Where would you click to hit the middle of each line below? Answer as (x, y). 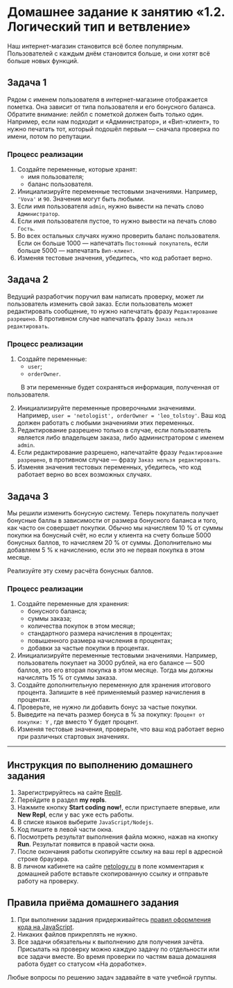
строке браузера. (43, 859)
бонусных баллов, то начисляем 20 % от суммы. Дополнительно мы (110, 542)
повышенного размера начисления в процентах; (100, 641)
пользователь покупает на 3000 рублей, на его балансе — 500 (111, 663)
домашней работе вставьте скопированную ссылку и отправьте (113, 874)
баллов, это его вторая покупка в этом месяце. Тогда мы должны (115, 670)
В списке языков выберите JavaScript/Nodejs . (85, 822)
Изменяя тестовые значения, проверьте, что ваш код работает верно (121, 729)
